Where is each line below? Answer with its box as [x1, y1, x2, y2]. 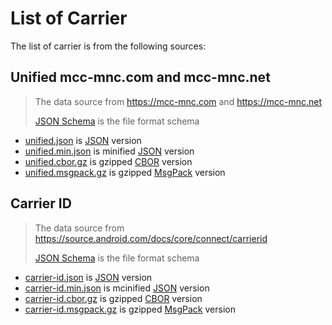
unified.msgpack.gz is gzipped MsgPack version [24, 166, 226, 178]
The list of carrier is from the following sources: [10, 40, 207, 52]
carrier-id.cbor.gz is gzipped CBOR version [24, 292, 203, 304]
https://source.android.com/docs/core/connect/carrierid [34, 232, 268, 244]
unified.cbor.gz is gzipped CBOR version [24, 155, 193, 167]
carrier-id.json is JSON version [24, 271, 153, 283]
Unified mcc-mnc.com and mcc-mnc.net [10, 69, 271, 86]
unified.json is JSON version [24, 134, 142, 146]
